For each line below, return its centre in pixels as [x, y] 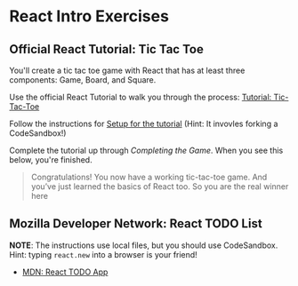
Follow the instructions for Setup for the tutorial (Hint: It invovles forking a [144, 123]
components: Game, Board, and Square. [83, 80]
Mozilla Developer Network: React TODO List [136, 224]
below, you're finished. [51, 160]
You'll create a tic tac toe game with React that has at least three [127, 70]
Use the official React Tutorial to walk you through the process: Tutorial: [141, 97]
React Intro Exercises [89, 16]
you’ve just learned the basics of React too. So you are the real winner [160, 187]
